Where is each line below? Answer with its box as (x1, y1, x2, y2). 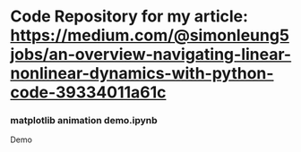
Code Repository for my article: (10, 6, 249, 27)
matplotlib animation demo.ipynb (10, 114, 158, 127)
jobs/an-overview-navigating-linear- (10, 45, 292, 64)
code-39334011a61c (10, 82, 167, 103)
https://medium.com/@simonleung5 (10, 25, 290, 46)
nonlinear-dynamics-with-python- (10, 63, 274, 84)
